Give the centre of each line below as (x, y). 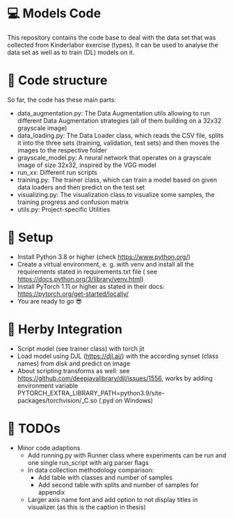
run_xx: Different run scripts (57, 172)
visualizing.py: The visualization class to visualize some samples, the (116, 194)
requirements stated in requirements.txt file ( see (87, 272)
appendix (51, 492)
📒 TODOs (34, 428)
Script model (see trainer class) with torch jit (81, 348)
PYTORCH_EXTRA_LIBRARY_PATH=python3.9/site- (91, 393)
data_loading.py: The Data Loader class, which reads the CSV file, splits (120, 135)
